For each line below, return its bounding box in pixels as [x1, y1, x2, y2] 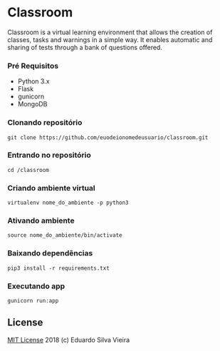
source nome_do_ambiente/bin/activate [7, 232, 122, 239]
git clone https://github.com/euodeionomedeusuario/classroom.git [7, 133, 209, 141]
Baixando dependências [7, 248, 93, 258]
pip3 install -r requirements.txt [7, 265, 110, 272]
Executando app [7, 281, 66, 291]
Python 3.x [17, 77, 50, 86]
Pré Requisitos [7, 61, 59, 71]
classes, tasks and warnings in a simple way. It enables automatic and [7, 35, 213, 44]
